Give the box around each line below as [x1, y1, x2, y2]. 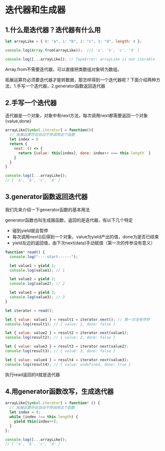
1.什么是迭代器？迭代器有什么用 [5, 26, 101, 34]
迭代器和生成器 [5, 4, 66, 16]
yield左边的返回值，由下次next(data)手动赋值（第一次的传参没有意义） [12, 240, 155, 246]
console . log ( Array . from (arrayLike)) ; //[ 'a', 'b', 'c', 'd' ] [5, 48, 140, 53]
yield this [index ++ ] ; [14, 419, 58, 424]
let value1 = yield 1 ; [9, 263, 56, 268]
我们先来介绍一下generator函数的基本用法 [5, 206, 90, 212]
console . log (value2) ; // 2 [9, 281, 65, 286]
